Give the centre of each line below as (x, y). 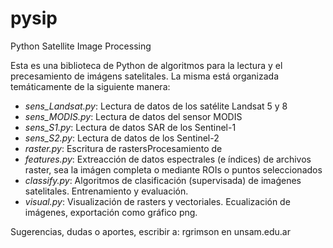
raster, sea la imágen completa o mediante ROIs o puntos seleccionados (173, 169)
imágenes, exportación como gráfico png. (111, 212)
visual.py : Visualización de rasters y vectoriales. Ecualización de (157, 201)
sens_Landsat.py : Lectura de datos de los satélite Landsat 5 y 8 (156, 106)
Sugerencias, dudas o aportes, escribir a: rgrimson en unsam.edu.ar (150, 231)
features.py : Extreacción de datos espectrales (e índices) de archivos (168, 159)
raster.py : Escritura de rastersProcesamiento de (123, 148)
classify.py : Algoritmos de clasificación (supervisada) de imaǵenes (163, 180)
